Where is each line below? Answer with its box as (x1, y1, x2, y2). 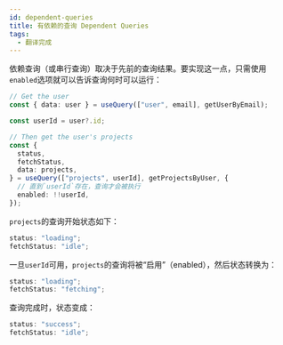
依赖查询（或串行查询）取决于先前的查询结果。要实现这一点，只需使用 (9, 63, 267, 74)
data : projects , (17, 165, 77, 174)
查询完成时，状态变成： (9, 302, 95, 313)
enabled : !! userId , (17, 190, 90, 199)
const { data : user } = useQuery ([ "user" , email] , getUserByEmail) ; (9, 100, 269, 109)
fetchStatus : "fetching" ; (9, 285, 105, 294)
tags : (9, 29, 29, 38)
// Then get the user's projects (9, 132, 133, 141)
